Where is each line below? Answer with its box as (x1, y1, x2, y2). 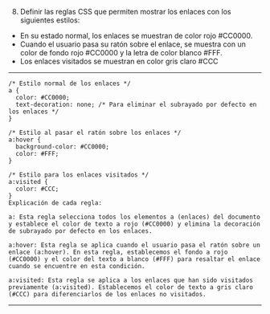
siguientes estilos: (19, 15, 80, 25)
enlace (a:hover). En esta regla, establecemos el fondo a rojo (8, 248, 228, 256)
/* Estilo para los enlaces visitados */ (8, 171, 149, 179)
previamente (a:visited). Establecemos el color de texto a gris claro (8, 283, 253, 292)
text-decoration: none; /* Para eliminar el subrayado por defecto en (15, 100, 257, 108)
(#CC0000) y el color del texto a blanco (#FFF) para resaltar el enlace (8, 255, 261, 263)
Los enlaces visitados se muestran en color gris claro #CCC (19, 56, 219, 66)
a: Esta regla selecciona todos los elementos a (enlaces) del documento (8, 213, 261, 221)
